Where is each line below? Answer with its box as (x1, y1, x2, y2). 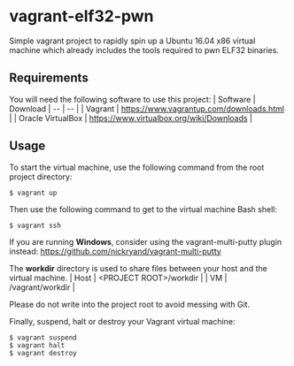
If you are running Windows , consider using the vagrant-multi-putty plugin (9, 236, 282, 247)
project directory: (9, 171, 73, 182)
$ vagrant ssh (9, 221, 62, 230)
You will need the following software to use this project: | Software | (9, 94, 256, 104)
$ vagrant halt (9, 340, 66, 350)
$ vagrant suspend (9, 333, 77, 342)
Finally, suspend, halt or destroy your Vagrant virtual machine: (9, 316, 236, 326)
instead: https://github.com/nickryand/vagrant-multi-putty (9, 246, 221, 256)
